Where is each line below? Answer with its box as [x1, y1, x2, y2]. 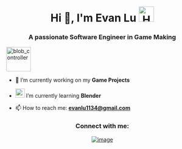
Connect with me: [75, 122, 130, 131]
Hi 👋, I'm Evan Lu [51, 11, 137, 25]
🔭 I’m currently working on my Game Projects [15, 76, 130, 84]
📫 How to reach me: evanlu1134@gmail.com [15, 104, 131, 112]
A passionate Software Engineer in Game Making [28, 33, 177, 42]
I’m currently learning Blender [26, 92, 102, 100]
